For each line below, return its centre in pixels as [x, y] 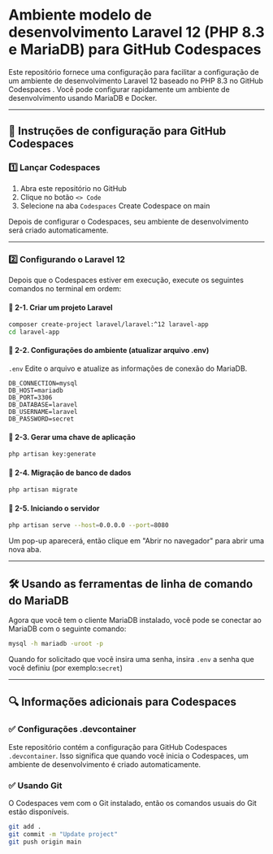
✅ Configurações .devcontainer [72, 730]
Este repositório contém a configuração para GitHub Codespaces [118, 747]
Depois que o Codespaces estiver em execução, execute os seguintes [126, 280]
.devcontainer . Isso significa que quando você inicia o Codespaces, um [129, 756]
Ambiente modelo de [80, 15]
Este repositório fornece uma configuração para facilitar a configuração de [134, 72]
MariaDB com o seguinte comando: [67, 629]
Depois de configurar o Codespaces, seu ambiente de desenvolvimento [129, 221]
